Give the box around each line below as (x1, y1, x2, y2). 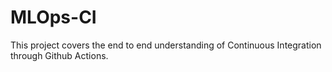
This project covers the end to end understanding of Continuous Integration (10, 39, 322, 51)
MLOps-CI (10, 6, 97, 29)
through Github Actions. (10, 49, 109, 61)
